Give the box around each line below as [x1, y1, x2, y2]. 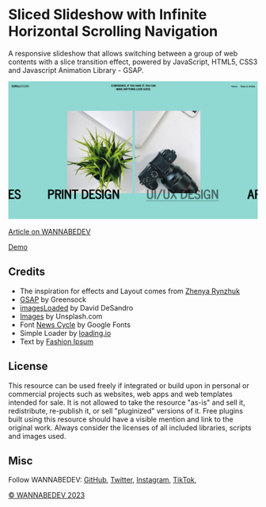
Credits [8, 265, 46, 279]
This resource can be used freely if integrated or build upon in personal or [8, 380, 249, 390]
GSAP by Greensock [19, 295, 87, 304]
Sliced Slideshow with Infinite [8, 6, 207, 24]
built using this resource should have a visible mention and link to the [8, 414, 234, 424]
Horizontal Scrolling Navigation [8, 22, 218, 40]
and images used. [8, 431, 66, 440]
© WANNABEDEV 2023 [8, 490, 85, 500]
